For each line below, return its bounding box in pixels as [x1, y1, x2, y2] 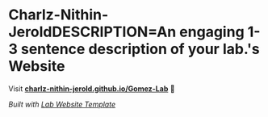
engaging [178, 23, 245, 41]
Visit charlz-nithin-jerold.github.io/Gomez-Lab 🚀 [8, 83, 175, 94]
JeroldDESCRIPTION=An [8, 23, 177, 41]
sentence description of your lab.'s [20, 40, 260, 58]
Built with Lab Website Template [8, 99, 115, 109]
